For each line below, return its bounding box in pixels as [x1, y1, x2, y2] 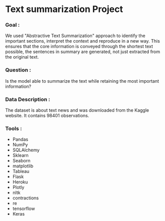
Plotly [12, 184, 25, 190]
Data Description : [5, 96, 50, 103]
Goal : [5, 22, 20, 29]
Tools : [5, 125, 22, 132]
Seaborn [12, 158, 31, 164]
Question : [5, 67, 31, 74]
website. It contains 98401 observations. [5, 113, 90, 119]
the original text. [5, 54, 39, 60]
